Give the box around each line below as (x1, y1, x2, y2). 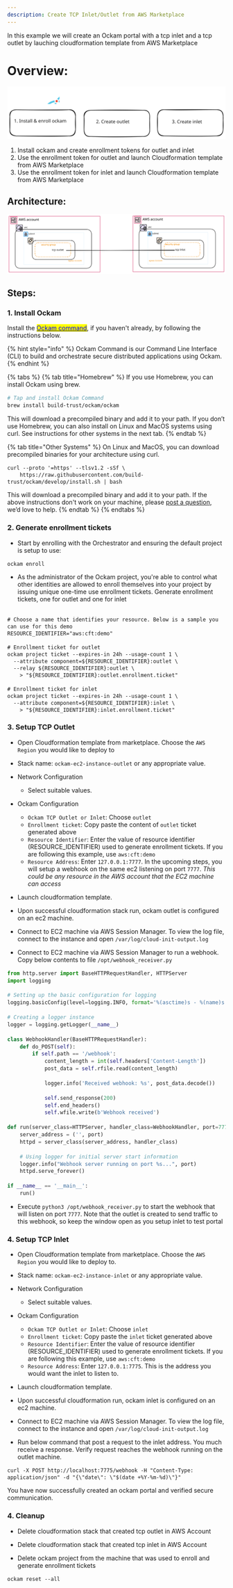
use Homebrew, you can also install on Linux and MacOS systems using (7, 422, 213, 430)
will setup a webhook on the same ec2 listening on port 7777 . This (27, 864, 216, 873)
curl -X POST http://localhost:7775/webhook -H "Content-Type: (7, 1467, 194, 1474)
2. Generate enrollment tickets (7, 523, 112, 533)
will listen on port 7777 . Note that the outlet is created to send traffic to (17, 1210, 218, 1218)
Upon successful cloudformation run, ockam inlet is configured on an (17, 1396, 216, 1404)
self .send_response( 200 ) (44, 1094, 116, 1101)
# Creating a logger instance (7, 1014, 95, 1021)
